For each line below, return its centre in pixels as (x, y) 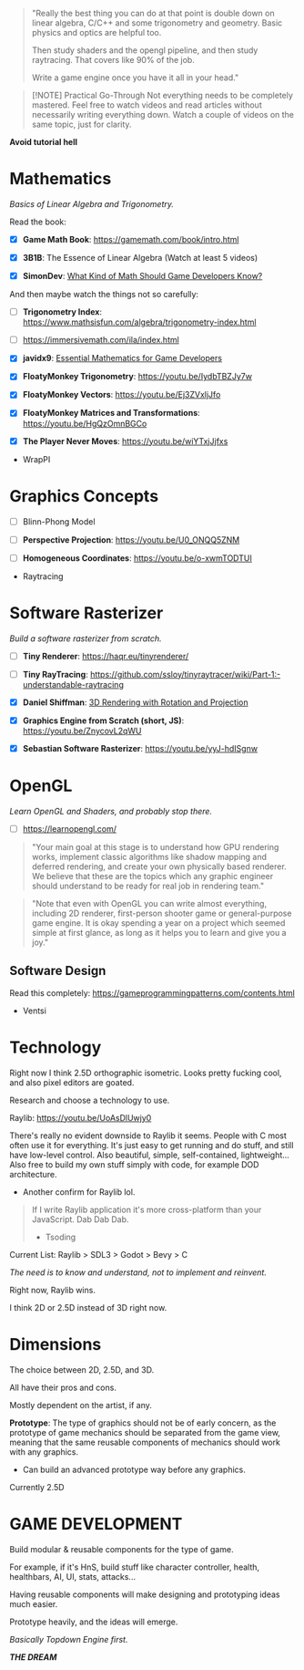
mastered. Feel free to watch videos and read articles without (147, 105)
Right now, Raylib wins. (52, 1290)
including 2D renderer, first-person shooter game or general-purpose (162, 913)
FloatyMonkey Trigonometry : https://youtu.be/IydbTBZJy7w (137, 377)
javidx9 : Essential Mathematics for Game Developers (122, 358)
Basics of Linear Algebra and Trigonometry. (92, 203)
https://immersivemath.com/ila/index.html (101, 340)
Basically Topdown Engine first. (69, 1639)
